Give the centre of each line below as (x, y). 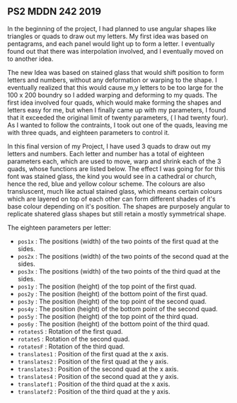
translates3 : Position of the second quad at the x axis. (98, 369)
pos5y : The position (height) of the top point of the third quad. (108, 316)
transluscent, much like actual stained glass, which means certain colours (115, 191)
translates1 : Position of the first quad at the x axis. (93, 354)
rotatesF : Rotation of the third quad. (71, 346)
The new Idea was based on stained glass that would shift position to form (116, 72)
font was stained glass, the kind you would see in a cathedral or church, (112, 176)
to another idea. (30, 59)
